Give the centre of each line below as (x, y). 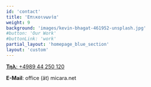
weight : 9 (18, 22)
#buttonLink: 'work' (32, 39)
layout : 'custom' (27, 50)
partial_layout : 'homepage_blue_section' (58, 45)
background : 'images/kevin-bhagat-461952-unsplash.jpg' (76, 28)
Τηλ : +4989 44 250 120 (35, 66)
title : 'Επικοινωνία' (33, 17)
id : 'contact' (24, 11)
